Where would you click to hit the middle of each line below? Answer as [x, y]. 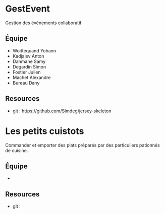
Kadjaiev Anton [28, 56]
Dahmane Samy [29, 61]
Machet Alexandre [32, 77]
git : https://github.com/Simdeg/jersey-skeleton [62, 111]
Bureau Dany [26, 83]
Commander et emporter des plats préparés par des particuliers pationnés [82, 145]
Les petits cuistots [45, 131]
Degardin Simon [29, 66]
